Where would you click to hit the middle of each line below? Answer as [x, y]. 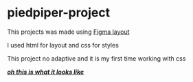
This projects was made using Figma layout [68, 32]
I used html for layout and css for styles [63, 45]
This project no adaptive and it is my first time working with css [96, 58]
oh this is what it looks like [46, 72]
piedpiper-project [59, 13]
